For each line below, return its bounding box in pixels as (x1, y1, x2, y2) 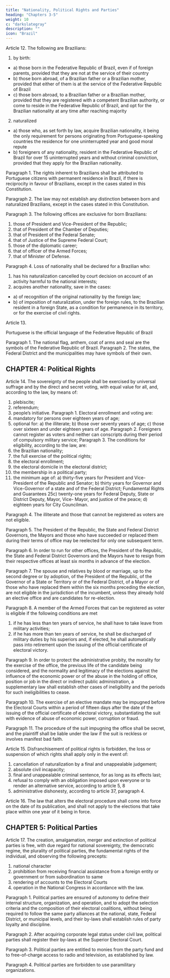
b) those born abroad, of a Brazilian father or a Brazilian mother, (13, 76, 146, 81)
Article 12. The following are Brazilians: (6, 45, 87, 51)
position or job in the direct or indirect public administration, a (6, 678, 134, 684)
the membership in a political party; (13, 469, 88, 475)
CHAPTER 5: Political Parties (6, 824, 98, 832)
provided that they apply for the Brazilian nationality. (13, 160, 122, 166)
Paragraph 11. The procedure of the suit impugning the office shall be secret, (6, 725, 165, 731)
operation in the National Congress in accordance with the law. (13, 885, 144, 891)
